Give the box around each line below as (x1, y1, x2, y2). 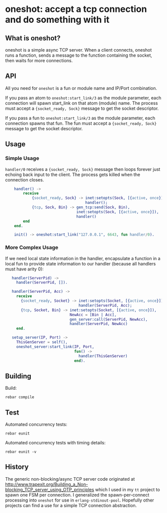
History (5, 463, 29, 471)
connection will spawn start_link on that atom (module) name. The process (5, 100, 158, 106)
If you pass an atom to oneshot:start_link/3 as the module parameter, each (5, 94, 162, 100)
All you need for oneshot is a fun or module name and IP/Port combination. (5, 85, 158, 91)
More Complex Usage (5, 244, 59, 251)
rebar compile (5, 395, 35, 400)
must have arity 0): (5, 266, 44, 272)
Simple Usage (5, 155, 40, 162)
